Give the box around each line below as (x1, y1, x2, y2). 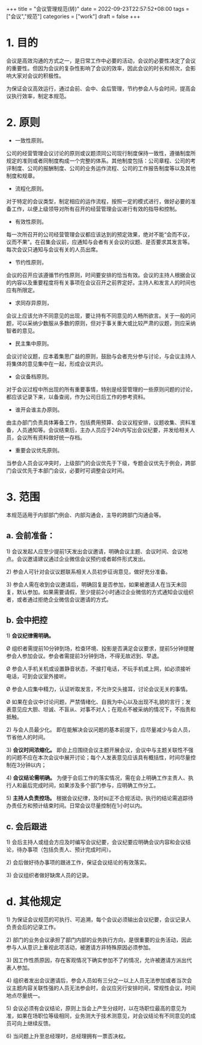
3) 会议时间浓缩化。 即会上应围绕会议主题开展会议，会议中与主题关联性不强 (6, 747, 194, 754)
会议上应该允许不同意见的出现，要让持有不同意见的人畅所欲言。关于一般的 (6, 312, 191, 319)
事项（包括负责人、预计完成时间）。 (26, 846, 114, 853)
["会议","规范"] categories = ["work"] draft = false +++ (6, 13, 141, 20)
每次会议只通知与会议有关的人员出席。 (6, 245, 101, 253)
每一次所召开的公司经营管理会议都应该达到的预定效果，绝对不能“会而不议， (6, 230, 194, 238)
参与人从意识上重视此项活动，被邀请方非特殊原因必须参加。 (6, 944, 154, 951)
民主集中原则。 (14, 339, 52, 347)
